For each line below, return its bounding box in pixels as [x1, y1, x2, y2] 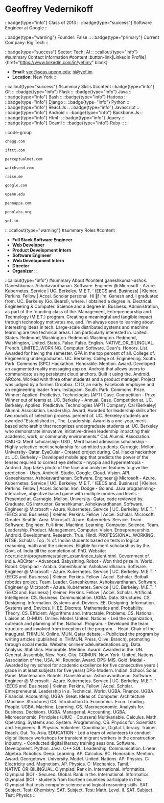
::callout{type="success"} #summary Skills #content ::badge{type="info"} [5, 83, 155, 89]
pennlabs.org [5, 209, 32, 214]
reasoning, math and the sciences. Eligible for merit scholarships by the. [5, 542, 151, 549]
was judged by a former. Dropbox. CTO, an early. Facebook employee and [5, 381, 155, 387]
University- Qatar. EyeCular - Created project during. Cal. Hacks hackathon [5, 449, 157, 455]
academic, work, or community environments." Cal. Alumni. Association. [5, 433, 151, 439]
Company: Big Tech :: [5, 39, 48, 45]
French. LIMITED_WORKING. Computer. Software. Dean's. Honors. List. [5, 345, 149, 351]
